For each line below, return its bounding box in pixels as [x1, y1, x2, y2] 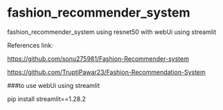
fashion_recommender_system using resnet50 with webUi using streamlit [7, 28, 217, 36]
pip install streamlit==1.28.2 [7, 95, 87, 103]
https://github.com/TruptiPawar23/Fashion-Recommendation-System [7, 68, 206, 76]
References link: [7, 41, 53, 49]
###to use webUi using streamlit [7, 81, 100, 89]
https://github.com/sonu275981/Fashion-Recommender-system [7, 54, 189, 63]
